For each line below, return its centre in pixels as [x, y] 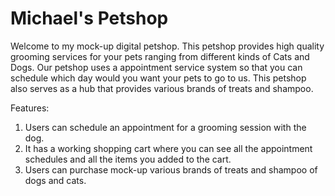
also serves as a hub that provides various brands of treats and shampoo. [162, 88]
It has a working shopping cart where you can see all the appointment [168, 148]
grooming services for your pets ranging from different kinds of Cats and [160, 56]
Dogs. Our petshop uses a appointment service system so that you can [156, 67]
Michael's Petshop [89, 18]
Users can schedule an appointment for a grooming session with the [165, 127]
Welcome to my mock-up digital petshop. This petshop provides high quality [167, 46]
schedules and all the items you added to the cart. [128, 159]
